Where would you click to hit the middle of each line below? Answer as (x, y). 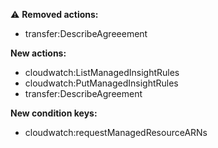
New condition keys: (54, 113)
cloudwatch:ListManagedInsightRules (102, 72)
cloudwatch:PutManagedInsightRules (101, 83)
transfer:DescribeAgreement (83, 93)
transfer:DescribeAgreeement (86, 33)
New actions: (38, 53)
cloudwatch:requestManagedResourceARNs (116, 132)
